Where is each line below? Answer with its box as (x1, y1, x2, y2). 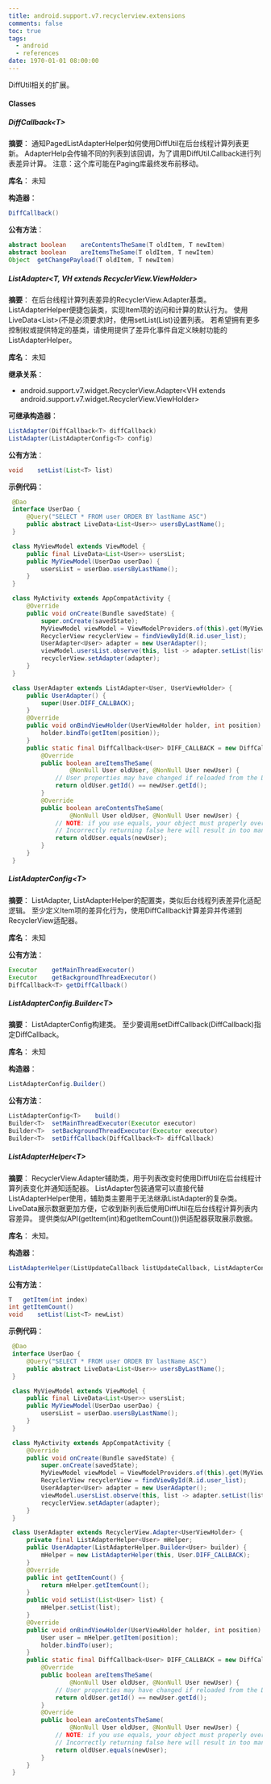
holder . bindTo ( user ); (40, 1641, 114, 1649)
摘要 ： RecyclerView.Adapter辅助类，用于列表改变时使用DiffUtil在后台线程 (8, 1173, 256, 1183)
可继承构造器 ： (8, 411, 58, 420)
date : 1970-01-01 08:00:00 (8, 57, 99, 65)
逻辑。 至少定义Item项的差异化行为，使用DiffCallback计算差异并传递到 (8, 905, 243, 915)
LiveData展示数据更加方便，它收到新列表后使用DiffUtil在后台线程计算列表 (8, 1203, 252, 1213)
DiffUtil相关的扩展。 (8, 80, 74, 90)
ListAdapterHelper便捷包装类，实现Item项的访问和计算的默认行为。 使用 (8, 304, 248, 315)
